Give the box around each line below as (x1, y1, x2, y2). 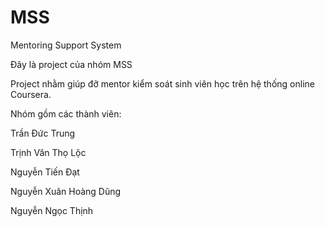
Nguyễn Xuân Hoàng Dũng (10, 185, 122, 197)
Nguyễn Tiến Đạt (10, 166, 80, 178)
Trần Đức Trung (10, 127, 76, 139)
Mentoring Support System (10, 39, 122, 51)
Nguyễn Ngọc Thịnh (10, 204, 94, 216)
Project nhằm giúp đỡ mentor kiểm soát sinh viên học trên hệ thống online (10, 77, 315, 90)
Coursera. (10, 88, 52, 100)
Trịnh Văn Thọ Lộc (10, 146, 87, 158)
